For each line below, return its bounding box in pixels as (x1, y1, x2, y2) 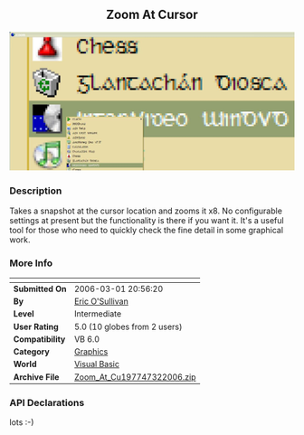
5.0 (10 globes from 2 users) (73, 321, 183, 332)
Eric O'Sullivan (73, 296, 128, 307)
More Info (9, 257, 53, 270)
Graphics (73, 346, 109, 356)
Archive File (13, 371, 60, 383)
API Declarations (9, 396, 85, 409)
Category (13, 346, 50, 356)
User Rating (13, 321, 59, 332)
